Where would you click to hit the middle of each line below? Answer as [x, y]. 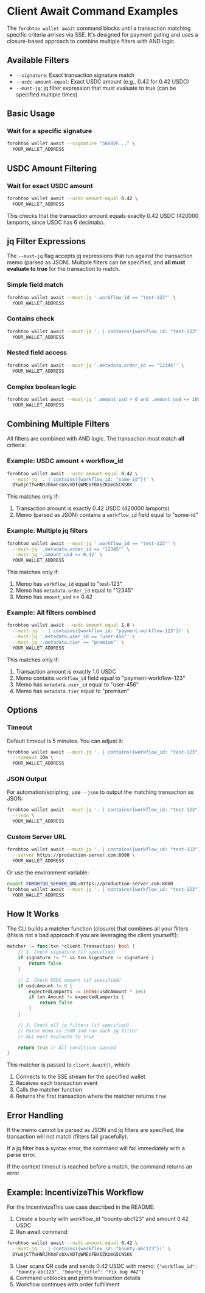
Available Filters [38, 60]
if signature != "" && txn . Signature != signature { [86, 958]
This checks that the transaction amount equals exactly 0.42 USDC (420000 [103, 215]
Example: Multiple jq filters [47, 531]
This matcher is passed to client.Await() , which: [69, 1065]
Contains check [31, 319]
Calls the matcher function [49, 1090]
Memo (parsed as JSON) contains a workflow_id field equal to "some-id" [107, 515]
